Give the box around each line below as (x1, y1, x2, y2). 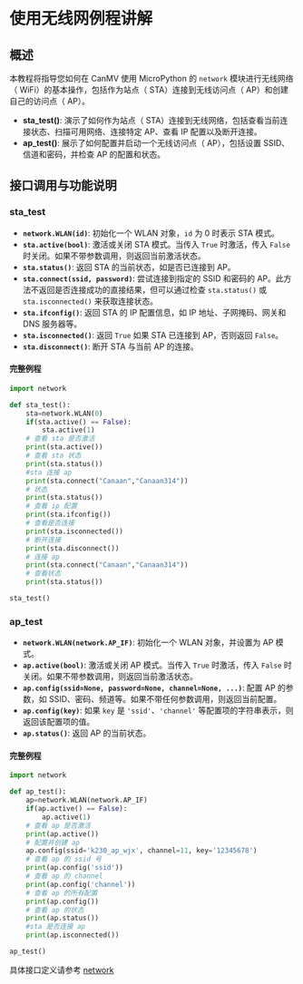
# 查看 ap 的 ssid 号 (25, 854, 103, 864)
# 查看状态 (25, 569, 62, 579)
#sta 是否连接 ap (25, 922, 86, 931)
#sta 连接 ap (25, 468, 73, 477)
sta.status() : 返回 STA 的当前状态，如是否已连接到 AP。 (22, 261, 236, 272)
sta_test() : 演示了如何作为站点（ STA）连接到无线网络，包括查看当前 (22, 115, 280, 125)
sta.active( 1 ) (42, 425, 95, 435)
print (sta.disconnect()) (25, 543, 120, 553)
